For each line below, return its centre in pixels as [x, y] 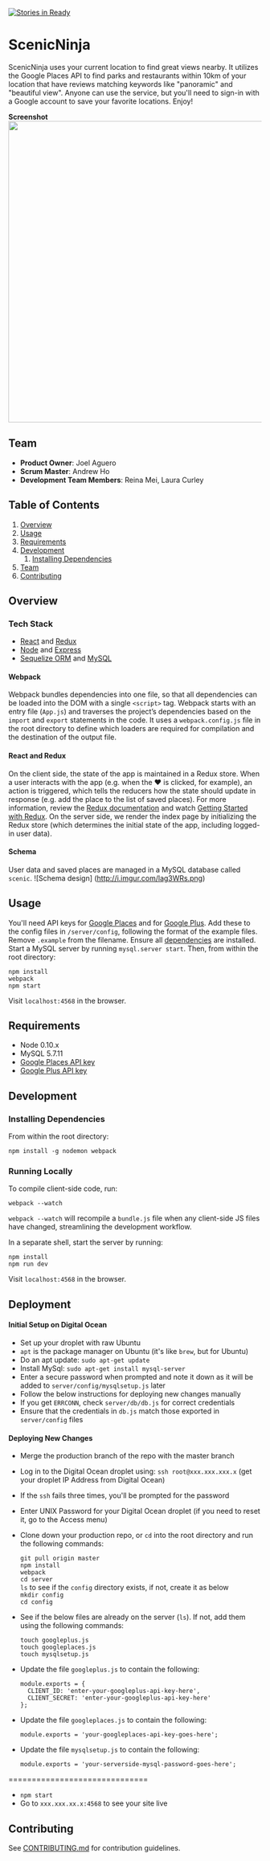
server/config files [51, 1420]
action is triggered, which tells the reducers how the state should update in [132, 791]
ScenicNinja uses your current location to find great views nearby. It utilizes [133, 67]
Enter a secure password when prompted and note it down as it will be [137, 1377]
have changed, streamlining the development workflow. [100, 1227]
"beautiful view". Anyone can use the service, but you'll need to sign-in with [134, 92]
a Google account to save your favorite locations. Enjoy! [101, 101]
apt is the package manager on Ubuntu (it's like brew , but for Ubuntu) [134, 1352]
